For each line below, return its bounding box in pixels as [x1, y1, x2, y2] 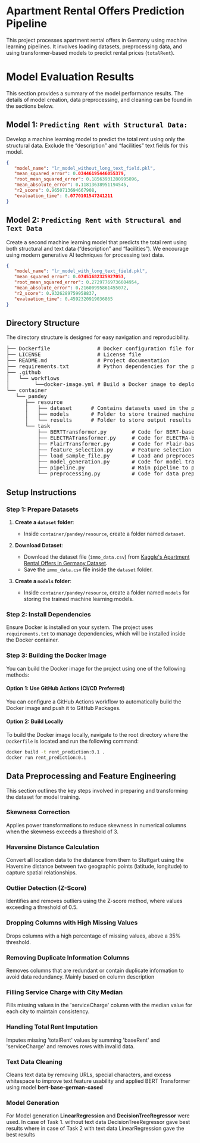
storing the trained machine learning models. [23, 596, 134, 602]
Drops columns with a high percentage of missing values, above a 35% [6, 932, 181, 939]
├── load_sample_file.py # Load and [37, 453, 164, 459]
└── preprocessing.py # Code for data [37, 471, 179, 477]
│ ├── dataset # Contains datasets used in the [24, 405, 189, 412]
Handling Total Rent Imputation [6, 1023, 98, 1031]
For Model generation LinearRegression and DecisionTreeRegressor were [6, 1112, 190, 1119]
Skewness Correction [6, 808, 70, 817]
